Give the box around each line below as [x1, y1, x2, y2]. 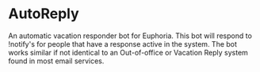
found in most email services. [8, 56, 105, 66]
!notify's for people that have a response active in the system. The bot [8, 39, 238, 48]
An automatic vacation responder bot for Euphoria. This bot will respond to [8, 31, 252, 40]
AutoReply [8, 5, 79, 23]
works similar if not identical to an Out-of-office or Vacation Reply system [8, 47, 248, 57]
